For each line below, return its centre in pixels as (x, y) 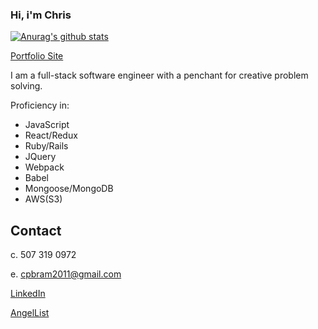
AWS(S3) (43, 199)
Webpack (44, 167)
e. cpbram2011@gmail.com (66, 274)
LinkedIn (28, 294)
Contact (36, 230)
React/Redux (51, 135)
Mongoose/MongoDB (69, 189)
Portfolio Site (37, 56)
